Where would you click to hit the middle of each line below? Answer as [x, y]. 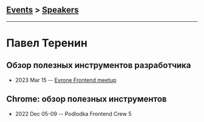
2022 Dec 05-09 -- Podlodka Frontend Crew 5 [73, 114]
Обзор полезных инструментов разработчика [99, 65]
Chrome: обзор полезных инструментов [87, 99]
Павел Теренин [47, 43]
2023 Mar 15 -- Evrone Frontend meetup [66, 80]
